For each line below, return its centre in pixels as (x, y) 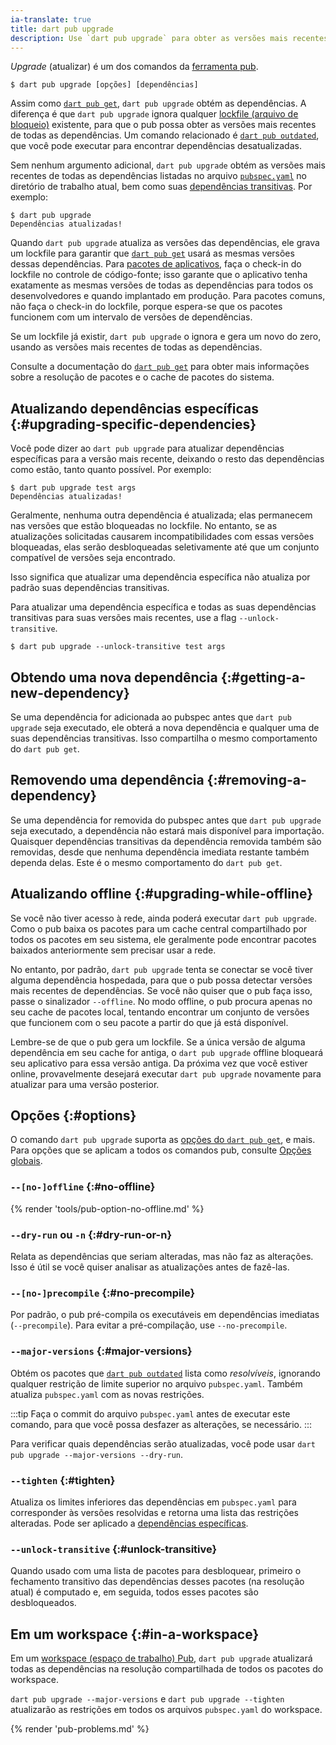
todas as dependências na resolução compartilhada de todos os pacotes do (167, 1669)
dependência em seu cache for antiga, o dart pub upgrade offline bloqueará (167, 1052)
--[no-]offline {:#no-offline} (83, 1187)
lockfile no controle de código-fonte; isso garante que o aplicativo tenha (159, 275)
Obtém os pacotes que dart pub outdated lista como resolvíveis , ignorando (165, 1373)
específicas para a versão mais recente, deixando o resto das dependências (167, 459)
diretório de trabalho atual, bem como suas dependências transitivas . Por (161, 187)
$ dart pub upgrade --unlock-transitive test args (118, 647)
